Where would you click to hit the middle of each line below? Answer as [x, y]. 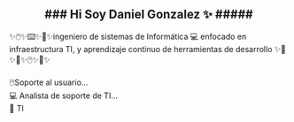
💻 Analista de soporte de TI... [63, 95]
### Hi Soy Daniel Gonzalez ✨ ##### [149, 15]
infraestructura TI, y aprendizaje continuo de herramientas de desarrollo [141, 49]
